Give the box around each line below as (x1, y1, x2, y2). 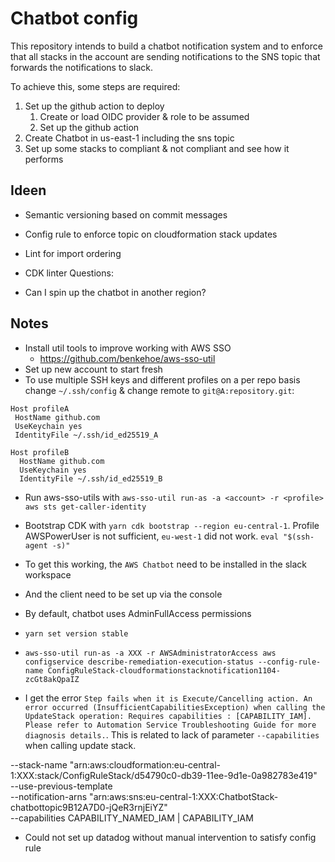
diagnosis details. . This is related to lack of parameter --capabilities (24, 728, 320, 741)
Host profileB (10, 447, 70, 457)
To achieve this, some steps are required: (10, 80, 181, 92)
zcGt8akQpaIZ (24, 674, 80, 684)
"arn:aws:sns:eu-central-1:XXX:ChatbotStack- (89, 790, 279, 802)
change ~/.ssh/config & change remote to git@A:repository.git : (24, 384, 295, 396)
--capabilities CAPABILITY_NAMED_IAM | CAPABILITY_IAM (10, 812, 254, 824)
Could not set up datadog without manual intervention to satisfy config (24, 831, 317, 843)
